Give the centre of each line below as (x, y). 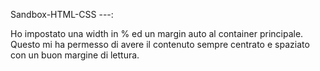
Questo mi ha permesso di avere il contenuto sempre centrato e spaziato (160, 44)
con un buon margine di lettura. (75, 55)
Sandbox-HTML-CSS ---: (62, 14)
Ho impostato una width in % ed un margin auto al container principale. (157, 33)
